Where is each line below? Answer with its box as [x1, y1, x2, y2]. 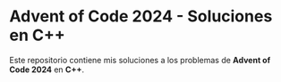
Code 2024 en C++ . [9, 64, 85, 75]
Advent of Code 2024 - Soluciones [9, 6, 273, 27]
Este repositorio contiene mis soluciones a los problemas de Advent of [9, 54, 271, 65]
